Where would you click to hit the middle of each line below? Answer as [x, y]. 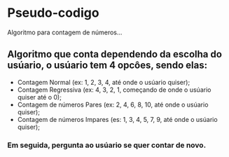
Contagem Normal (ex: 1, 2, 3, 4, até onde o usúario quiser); [104, 82]
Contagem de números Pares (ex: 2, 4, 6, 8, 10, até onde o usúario [113, 104]
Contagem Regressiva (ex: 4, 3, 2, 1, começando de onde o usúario [114, 90]
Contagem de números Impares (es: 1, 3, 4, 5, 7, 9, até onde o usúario [118, 119]
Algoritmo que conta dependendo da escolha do [115, 54]
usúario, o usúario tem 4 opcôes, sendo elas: [107, 66]
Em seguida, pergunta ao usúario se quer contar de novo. [107, 145]
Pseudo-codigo [53, 13]
